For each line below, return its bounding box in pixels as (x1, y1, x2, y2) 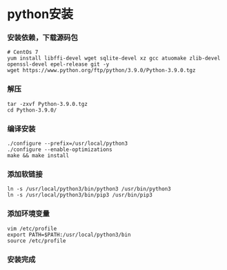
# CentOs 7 (7, 49, 39, 56)
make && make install (7, 152, 70, 159)
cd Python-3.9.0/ (7, 107, 57, 114)
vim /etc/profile (7, 225, 57, 232)
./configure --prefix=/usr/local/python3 (7, 140, 128, 147)
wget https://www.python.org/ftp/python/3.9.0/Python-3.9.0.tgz (7, 67, 196, 74)
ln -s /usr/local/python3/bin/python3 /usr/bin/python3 (7, 186, 171, 192)
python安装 (7, 6, 74, 22)
